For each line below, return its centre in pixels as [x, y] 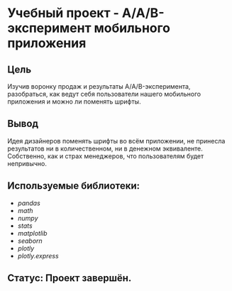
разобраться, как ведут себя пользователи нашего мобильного [104, 94]
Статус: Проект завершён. [70, 278]
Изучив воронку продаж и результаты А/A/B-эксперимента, [99, 86]
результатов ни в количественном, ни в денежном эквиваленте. [105, 148]
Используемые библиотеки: [74, 186]
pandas [29, 203]
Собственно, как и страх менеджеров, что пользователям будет [106, 156]
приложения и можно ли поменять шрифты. [74, 101]
